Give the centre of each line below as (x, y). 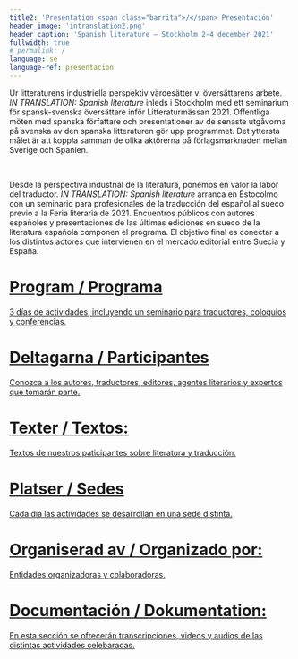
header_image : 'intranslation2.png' (77, 26)
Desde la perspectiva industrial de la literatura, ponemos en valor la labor (144, 184)
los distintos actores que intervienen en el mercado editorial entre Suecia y (147, 241)
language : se (34, 59)
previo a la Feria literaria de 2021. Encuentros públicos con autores (132, 213)
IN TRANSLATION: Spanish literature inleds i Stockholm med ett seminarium (149, 102)
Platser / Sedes (67, 489)
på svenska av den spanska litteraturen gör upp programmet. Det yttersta (145, 131)
